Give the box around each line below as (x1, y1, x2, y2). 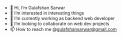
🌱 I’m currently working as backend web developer (9, 15, 115, 21)
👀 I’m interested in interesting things (9, 10, 84, 16)
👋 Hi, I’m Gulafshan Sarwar (9, 5, 65, 10)
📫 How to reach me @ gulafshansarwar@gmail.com (9, 26, 117, 32)
